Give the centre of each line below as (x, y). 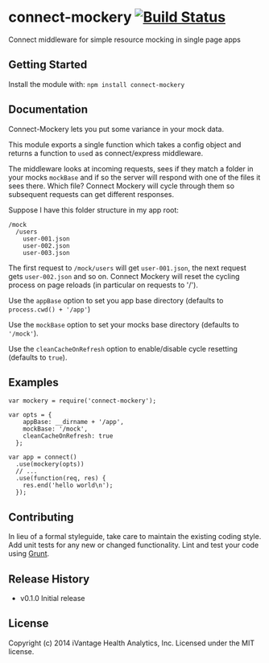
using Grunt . (29, 554)
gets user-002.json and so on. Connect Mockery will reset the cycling (124, 276)
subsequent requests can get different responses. (91, 194)
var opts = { (30, 415)
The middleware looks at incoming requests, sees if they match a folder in (131, 168)
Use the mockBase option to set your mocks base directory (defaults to (124, 324)
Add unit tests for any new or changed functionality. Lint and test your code (134, 545)
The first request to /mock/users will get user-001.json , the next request (128, 268)
